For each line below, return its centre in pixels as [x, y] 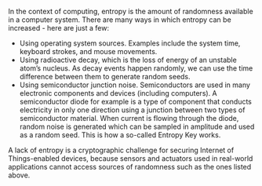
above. [19, 175]
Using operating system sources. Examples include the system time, [130, 43]
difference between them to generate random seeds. [105, 77]
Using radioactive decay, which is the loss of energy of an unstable [128, 60]
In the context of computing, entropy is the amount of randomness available [131, 11]
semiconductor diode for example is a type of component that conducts [136, 102]
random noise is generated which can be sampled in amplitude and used [137, 126]
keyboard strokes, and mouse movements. [88, 51]
